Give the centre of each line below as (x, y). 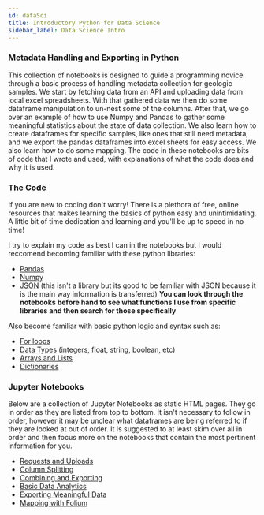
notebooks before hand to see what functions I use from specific (128, 302)
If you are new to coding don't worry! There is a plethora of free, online (123, 204)
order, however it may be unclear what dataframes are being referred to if (128, 421)
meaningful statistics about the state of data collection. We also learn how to (132, 125)
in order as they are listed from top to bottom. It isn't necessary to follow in (129, 412)
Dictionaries (39, 366)
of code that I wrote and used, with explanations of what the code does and (131, 159)
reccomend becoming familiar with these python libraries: (102, 253)
